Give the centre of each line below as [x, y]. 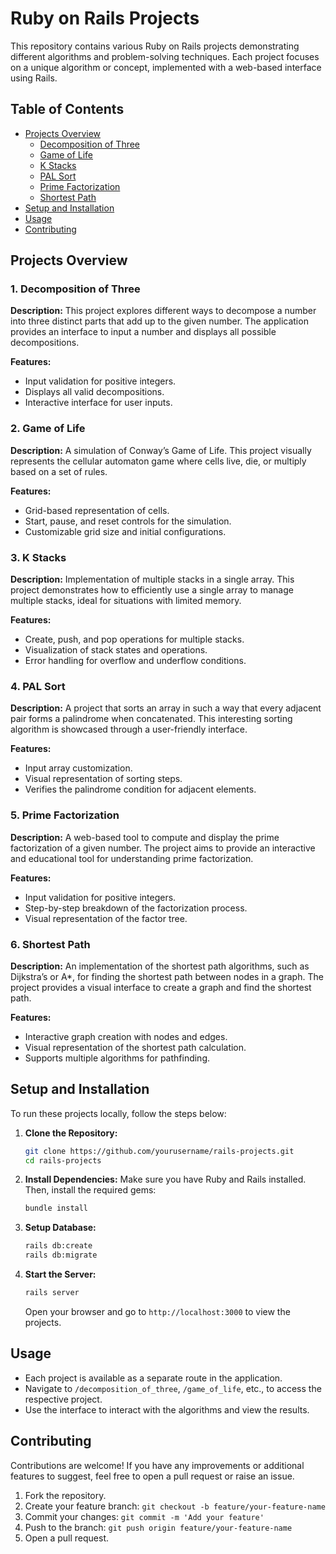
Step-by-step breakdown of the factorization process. [136, 908]
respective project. [63, 1399]
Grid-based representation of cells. [97, 510]
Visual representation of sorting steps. [103, 779]
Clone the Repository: [71, 1133]
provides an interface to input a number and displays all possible [143, 332]
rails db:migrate [61, 1255]
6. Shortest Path [50, 944]
